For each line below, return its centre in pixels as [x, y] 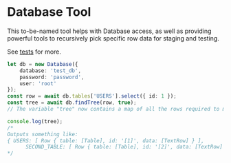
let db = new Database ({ [43, 64]
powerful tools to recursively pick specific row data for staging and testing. [113, 38]
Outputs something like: [43, 134]
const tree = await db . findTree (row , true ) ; [72, 103]
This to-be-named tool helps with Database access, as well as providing [109, 31]
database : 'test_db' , [50, 70]
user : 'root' [38, 83]
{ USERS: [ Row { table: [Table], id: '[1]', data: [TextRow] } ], [106, 141]
